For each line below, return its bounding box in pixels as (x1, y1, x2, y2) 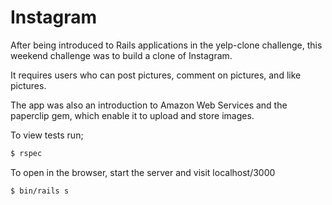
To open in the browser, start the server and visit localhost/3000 (10, 166, 276, 178)
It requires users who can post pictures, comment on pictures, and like (10, 69, 302, 81)
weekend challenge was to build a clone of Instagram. (10, 49, 233, 61)
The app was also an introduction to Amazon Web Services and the (10, 99, 288, 111)
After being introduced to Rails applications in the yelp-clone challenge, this (10, 39, 323, 51)
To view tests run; (10, 129, 84, 141)
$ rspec (10, 148, 43, 158)
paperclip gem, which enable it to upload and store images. (10, 109, 255, 121)
